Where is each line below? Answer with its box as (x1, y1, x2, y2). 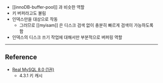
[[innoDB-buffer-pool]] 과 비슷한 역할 (12, 4, 85, 10)
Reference (5, 53, 37, 61)
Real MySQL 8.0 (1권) (12, 67, 54, 72)
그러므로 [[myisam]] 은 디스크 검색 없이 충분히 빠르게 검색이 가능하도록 (19, 22, 154, 28)
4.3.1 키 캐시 (19, 72, 43, 78)
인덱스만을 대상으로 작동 (12, 16, 58, 22)
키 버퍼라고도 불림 (12, 10, 46, 16)
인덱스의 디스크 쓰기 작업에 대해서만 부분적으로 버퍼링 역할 (12, 34, 123, 40)
